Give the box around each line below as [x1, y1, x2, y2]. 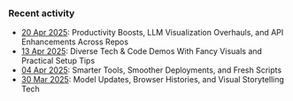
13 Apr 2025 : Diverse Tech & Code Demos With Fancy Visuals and [20, 46, 263, 57]
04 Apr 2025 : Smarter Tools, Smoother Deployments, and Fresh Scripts [20, 65, 282, 75]
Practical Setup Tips [20, 56, 96, 66]
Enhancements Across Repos [20, 36, 129, 47]
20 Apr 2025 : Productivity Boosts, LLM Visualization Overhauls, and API [20, 27, 284, 38]
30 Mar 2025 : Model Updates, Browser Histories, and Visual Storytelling [20, 74, 285, 85]
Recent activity [8, 7, 75, 19]
